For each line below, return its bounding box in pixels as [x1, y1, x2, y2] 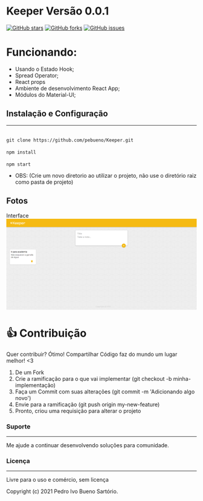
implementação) [14, 381, 56, 389]
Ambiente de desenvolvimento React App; [14, 85, 120, 92]
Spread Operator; [14, 71, 59, 79]
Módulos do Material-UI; [14, 91, 76, 98]
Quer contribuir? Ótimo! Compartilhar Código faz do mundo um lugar [6, 351, 178, 358]
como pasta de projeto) [14, 178, 74, 186]
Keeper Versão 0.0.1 [6, 4, 109, 18]
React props [14, 78, 46, 85]
